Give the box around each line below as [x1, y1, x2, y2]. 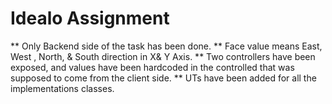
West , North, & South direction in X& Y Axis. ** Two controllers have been [10, 50, 316, 62]
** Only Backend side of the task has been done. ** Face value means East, [10, 40, 323, 52]
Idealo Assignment [10, 7, 170, 30]
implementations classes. [10, 82, 115, 94]
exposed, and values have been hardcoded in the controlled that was [10, 61, 295, 73]
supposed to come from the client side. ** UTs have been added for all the [10, 72, 317, 84]
